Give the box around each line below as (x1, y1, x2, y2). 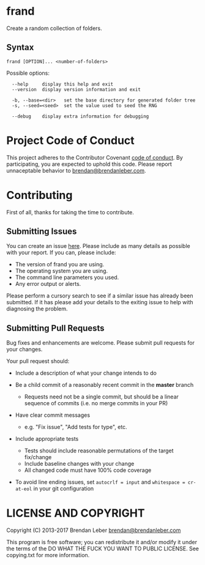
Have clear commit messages (15, 411, 91, 419)
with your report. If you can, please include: (6, 249, 116, 256)
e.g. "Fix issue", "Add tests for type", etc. (24, 424, 127, 431)
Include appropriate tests (15, 435, 79, 443)
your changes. (6, 346, 43, 353)
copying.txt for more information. (6, 552, 90, 559)
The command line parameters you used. (15, 274, 119, 281)
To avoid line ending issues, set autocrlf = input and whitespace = (15, 479, 185, 486)
